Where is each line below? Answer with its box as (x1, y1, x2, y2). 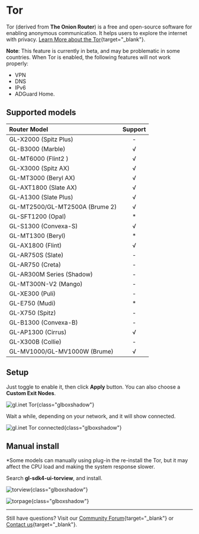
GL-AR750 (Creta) (9, 260, 61, 269)
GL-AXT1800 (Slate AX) (9, 183, 78, 192)
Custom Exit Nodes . (6, 389, 56, 396)
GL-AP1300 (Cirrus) (9, 328, 67, 336)
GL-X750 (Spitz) (9, 309, 56, 317)
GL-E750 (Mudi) (9, 299, 56, 307)
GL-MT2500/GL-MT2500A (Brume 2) (9, 202, 117, 211)
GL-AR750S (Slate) (9, 250, 64, 259)
